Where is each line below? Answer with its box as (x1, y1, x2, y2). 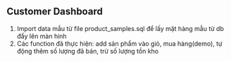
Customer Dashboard (6, 6, 103, 18)
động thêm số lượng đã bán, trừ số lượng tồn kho (16, 46, 159, 55)
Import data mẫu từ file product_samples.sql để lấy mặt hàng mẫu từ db (16, 24, 225, 32)
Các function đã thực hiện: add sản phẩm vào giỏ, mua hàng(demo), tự (16, 39, 223, 48)
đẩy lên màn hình (16, 32, 68, 40)
